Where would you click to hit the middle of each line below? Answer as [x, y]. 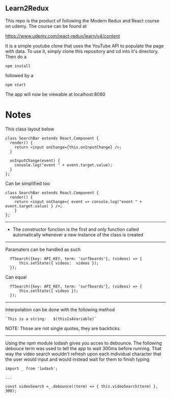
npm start [16, 85]
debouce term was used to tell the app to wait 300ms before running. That [83, 348]
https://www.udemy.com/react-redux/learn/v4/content [63, 36]
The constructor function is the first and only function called [76, 229]
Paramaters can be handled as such [43, 249]
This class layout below [30, 129]
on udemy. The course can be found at [46, 26]
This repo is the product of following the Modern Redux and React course [82, 20]
